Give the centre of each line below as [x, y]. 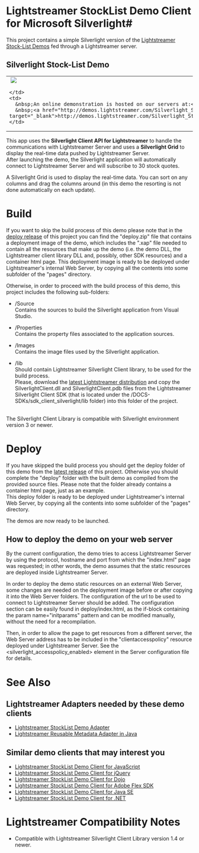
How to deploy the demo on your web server [89, 539]
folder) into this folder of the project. [134, 400]
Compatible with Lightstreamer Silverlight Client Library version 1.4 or [99, 839]
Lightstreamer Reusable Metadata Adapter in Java [76, 734]
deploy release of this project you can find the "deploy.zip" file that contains [99, 236]
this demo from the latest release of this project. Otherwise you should [92, 472]
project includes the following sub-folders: [58, 292]
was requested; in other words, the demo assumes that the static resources [98, 566]
